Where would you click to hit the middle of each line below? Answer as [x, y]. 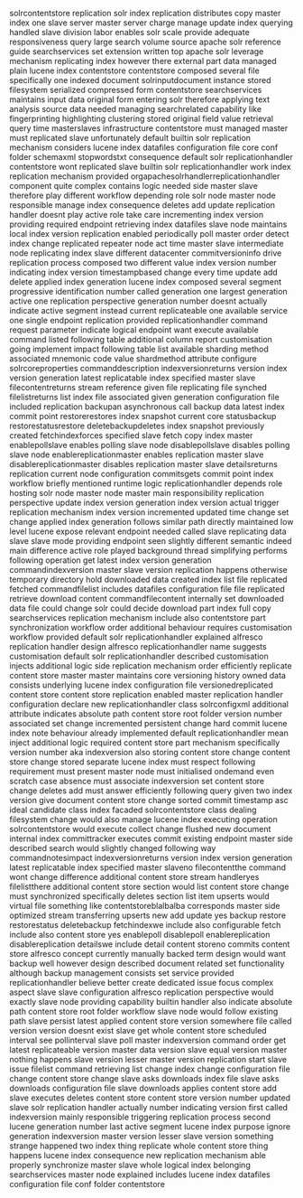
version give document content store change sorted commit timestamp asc [149, 800]
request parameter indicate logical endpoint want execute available [134, 330]
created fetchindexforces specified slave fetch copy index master [131, 435]
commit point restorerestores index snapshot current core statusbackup [143, 416]
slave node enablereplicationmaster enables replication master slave [137, 454]
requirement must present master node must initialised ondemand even [142, 771]
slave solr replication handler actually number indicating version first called [149, 1107]
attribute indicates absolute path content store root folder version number [146, 714]
